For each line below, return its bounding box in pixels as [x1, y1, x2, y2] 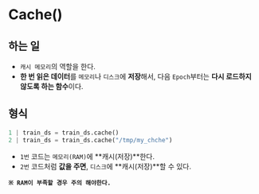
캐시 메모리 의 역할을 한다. [19, 62, 96, 71]
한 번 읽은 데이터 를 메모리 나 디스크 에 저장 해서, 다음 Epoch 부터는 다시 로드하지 [19, 72, 253, 81]
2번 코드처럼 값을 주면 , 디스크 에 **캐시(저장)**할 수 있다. [19, 161, 192, 171]
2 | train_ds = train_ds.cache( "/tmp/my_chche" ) [8, 136, 173, 144]
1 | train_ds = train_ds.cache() [8, 129, 120, 137]
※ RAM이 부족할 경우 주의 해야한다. [8, 179, 112, 187]
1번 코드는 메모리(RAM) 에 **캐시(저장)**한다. [19, 151, 155, 161]
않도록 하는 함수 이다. [19, 82, 84, 91]
